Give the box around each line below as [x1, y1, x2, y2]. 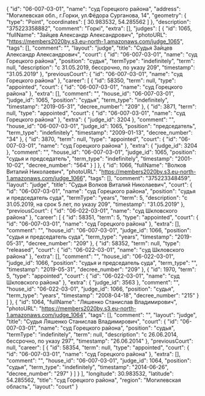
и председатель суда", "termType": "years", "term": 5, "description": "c [6, 194, 188, 201]
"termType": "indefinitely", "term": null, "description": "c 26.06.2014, [6, 331, 179, 338]
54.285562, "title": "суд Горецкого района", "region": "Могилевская [6, 376, 182, 384]
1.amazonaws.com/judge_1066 [6, 175, 84, 181]
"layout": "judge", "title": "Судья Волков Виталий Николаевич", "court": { [6, 181, 193, 188]
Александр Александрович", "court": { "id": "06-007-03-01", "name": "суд [6, 51, 198, 58]
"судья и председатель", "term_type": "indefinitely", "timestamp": [6, 155, 174, 162]
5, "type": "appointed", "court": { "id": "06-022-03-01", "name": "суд [6, 272, 180, 280]
